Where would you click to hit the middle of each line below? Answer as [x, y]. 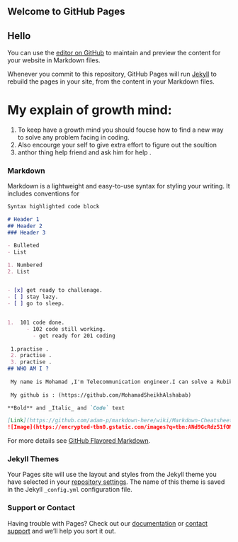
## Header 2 [25, 226]
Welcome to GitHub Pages [66, 12]
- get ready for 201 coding [74, 336]
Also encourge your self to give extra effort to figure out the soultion [117, 145]
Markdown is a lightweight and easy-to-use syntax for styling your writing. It [119, 186]
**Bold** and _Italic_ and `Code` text [66, 408]
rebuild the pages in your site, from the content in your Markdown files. [111, 81]
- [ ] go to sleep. [36, 304]
